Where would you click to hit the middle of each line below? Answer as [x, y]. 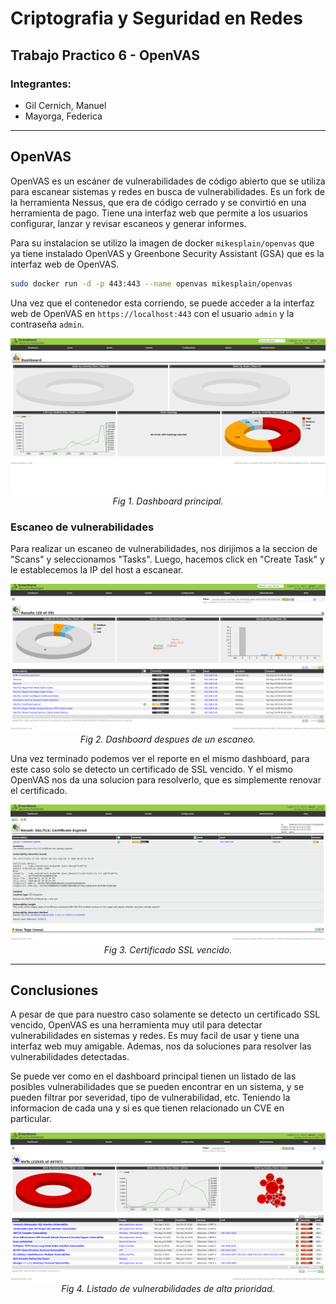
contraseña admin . [47, 324]
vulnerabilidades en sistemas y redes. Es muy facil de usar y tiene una [155, 1036]
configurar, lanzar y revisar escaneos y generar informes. [128, 223]
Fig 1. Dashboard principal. [168, 501]
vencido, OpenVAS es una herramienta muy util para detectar [136, 1025]
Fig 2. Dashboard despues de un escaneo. [168, 739]
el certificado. [39, 790]
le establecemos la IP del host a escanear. [97, 570]
